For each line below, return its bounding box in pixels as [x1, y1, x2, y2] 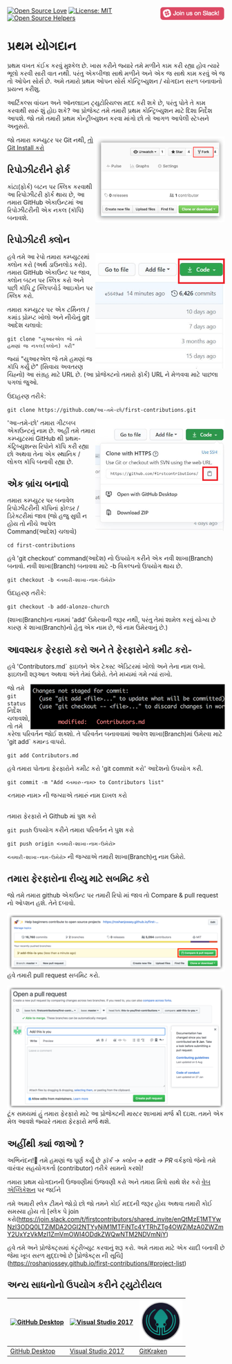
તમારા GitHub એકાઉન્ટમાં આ [7, 198, 84, 206]
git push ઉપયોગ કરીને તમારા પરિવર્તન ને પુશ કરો [7, 826, 135, 834]
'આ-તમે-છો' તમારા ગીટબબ [7, 419, 76, 427]
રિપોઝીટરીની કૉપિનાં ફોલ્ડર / [7, 504, 79, 512]
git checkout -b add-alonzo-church [7, 603, 110, 610]
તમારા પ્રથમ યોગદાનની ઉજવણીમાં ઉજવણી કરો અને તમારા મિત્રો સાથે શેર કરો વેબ [7, 1177, 211, 1186]
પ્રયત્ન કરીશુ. [7, 84, 41, 93]
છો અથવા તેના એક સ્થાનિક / [7, 450, 81, 458]
